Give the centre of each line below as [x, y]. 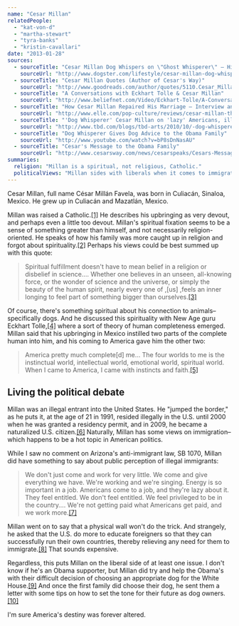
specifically [24, 318]
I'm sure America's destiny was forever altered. [76, 615]
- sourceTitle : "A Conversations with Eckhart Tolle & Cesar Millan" [119, 93]
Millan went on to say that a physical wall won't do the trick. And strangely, [117, 527]
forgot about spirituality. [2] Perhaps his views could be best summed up [113, 245]
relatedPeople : [30, 21]
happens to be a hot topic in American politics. [95, 440]
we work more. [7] [51, 513]
